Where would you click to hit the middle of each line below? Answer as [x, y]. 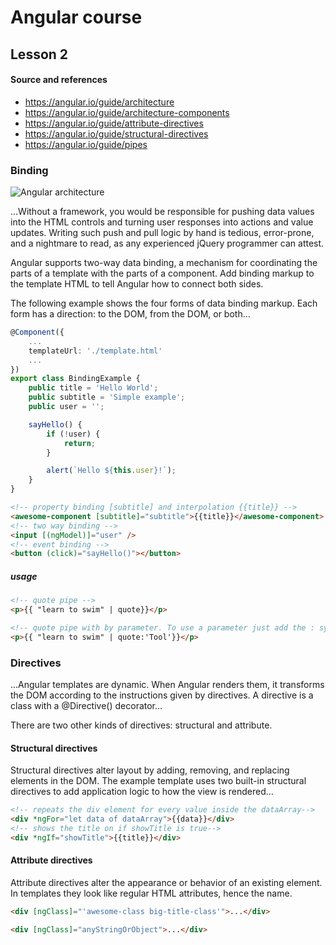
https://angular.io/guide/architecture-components [127, 112]
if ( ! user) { [73, 434]
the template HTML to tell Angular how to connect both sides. [137, 284]
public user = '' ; [66, 407]
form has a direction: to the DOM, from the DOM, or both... [130, 314]
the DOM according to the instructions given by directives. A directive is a [162, 695]
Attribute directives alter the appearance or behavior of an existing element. [166, 882]
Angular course [76, 17]
